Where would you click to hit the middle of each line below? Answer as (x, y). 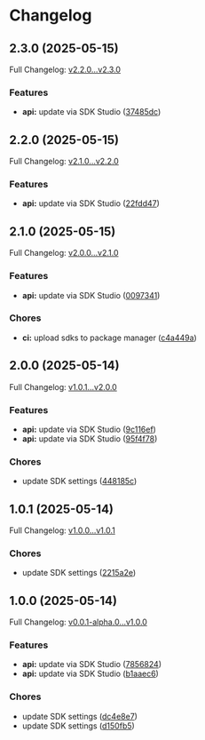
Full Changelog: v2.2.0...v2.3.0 (65, 69)
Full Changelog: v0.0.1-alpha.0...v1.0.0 (79, 622)
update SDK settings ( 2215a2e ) (79, 573)
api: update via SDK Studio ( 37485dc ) (91, 112)
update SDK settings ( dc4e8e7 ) (79, 716)
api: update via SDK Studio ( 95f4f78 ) (90, 438)
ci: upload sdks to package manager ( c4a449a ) (109, 338)
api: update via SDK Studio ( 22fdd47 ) (91, 203)
